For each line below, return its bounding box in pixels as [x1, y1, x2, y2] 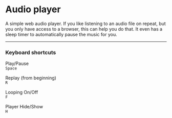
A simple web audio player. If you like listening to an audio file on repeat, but [5, 20, 166, 27]
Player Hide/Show [5, 104, 44, 110]
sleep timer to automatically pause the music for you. [5, 31, 117, 37]
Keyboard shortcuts [5, 49, 56, 56]
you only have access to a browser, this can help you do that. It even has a [5, 26, 163, 32]
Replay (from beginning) [5, 75, 56, 81]
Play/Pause [5, 60, 29, 67]
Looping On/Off [5, 89, 38, 96]
